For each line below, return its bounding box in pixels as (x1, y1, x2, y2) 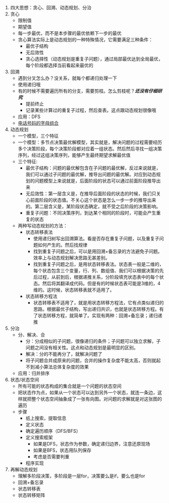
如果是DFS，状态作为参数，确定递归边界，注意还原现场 (33, 441, 151, 447)
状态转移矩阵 (17, 492, 45, 498)
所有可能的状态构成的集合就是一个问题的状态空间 (17, 383, 122, 389)
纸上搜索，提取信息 (25, 415, 67, 421)
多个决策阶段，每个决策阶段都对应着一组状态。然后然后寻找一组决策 (17, 146, 162, 151)
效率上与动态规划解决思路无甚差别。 (33, 255, 110, 261)
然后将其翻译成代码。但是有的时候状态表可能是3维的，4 (42, 280, 161, 286)
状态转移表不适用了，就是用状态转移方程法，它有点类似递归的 (33, 300, 164, 305)
